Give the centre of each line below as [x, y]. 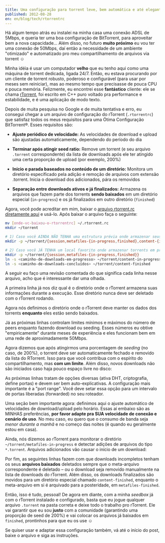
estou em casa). [21, 429]
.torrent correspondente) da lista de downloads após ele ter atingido [82, 154]
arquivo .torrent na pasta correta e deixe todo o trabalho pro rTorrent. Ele [80, 505]
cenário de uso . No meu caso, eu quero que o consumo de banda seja [77, 419]
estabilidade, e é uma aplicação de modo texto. [53, 100]
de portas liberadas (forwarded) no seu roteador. [55, 394]
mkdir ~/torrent [22, 228]
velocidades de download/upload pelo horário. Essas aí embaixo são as [77, 409]
